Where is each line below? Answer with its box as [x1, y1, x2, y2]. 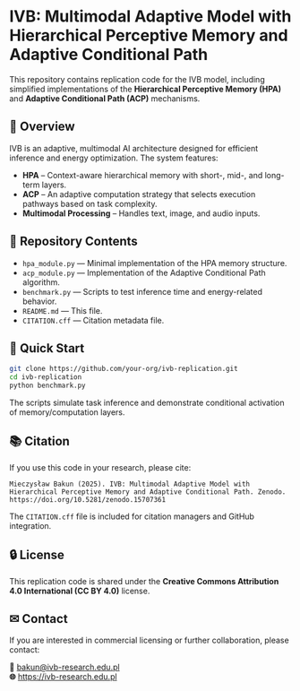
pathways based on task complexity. [21, 198, 158, 209]
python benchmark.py [9, 381, 87, 391]
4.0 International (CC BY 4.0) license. [9, 585, 150, 596]
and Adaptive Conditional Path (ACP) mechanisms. [9, 92, 201, 104]
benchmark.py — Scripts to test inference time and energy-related [21, 286, 262, 297]
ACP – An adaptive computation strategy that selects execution [21, 188, 256, 199]
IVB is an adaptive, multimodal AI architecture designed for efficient [9, 143, 259, 153]
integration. [9, 520, 52, 531]
